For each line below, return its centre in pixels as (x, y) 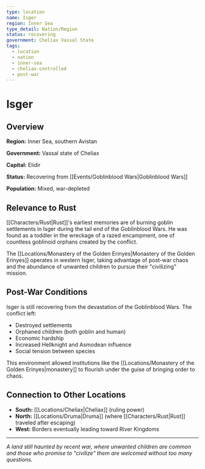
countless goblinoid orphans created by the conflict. (72, 242)
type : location (26, 12)
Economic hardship (39, 338)
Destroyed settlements (44, 325)
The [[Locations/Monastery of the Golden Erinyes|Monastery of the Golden (101, 254)
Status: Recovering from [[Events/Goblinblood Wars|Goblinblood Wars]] (97, 177)
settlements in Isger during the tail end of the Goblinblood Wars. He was (97, 229)
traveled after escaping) (45, 422)
